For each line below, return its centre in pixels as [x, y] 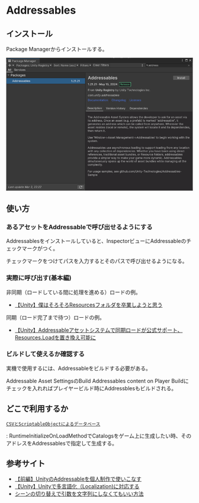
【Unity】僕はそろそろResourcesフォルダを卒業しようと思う [89, 305]
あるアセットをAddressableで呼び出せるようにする [79, 227]
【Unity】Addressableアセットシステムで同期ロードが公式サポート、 [99, 330]
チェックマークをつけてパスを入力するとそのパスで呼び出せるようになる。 [97, 261]
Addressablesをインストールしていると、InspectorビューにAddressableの [96, 241]
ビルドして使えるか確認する [45, 354]
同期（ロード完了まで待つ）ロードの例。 [55, 317]
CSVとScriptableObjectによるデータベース [53, 424]
